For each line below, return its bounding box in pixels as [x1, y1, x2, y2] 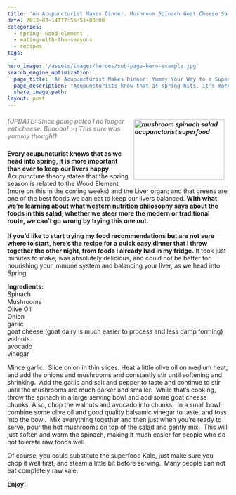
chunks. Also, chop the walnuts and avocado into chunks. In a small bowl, [7, 400, 223, 409]
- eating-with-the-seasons [13, 37, 93, 44]
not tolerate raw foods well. [7, 437, 86, 446]
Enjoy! [7, 480, 27, 488]
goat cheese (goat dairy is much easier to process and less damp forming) [7, 327, 223, 336]
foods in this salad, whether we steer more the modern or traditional [7, 209, 210, 218]
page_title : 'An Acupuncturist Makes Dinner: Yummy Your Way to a [13, 75, 212, 83]
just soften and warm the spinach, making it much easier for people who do [7, 430, 226, 439]
